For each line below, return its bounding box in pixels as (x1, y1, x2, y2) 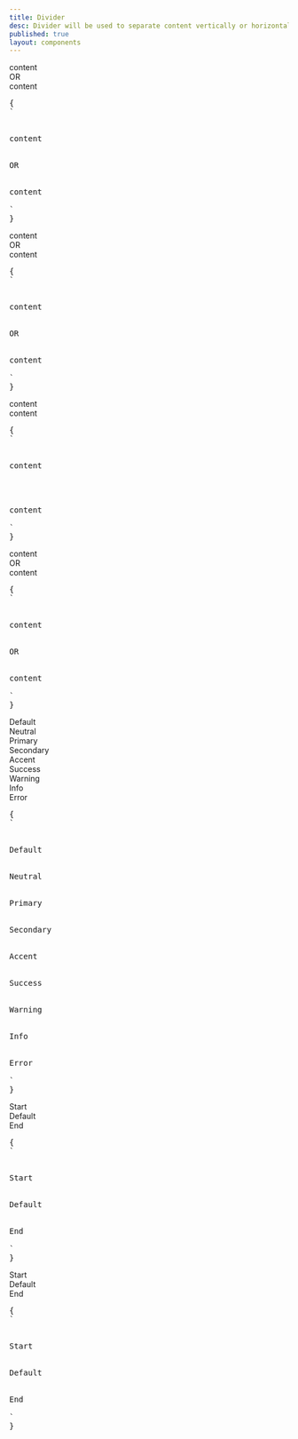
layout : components (9, 37, 82, 47)
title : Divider (9, 12, 66, 22)
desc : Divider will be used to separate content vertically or (9, 21, 248, 30)
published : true (9, 29, 69, 38)
